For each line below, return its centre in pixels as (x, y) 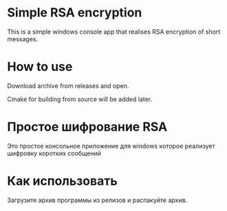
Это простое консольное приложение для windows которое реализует (111, 146)
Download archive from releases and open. (68, 86)
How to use (40, 67)
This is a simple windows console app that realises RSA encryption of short (114, 32)
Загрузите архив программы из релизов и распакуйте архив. (97, 200)
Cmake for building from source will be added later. (80, 99)
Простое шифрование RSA (87, 127)
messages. (23, 38)
